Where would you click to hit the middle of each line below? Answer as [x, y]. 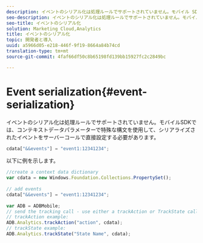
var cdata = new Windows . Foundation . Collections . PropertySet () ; [89, 178]
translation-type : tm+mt [37, 51]
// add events [24, 189]
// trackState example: [36, 229]
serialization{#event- [93, 92]
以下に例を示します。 [33, 161]
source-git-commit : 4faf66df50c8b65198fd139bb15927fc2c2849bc [86, 57]
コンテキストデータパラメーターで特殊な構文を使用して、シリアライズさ [106, 130]
